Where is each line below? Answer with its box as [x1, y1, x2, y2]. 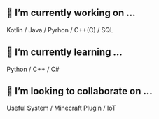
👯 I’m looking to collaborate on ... [6, 85, 153, 97]
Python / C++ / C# [6, 65, 60, 73]
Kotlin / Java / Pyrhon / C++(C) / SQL [6, 25, 113, 34]
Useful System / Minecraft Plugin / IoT [6, 104, 116, 113]
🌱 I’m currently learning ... [6, 46, 123, 58]
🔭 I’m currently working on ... [6, 7, 136, 19]
